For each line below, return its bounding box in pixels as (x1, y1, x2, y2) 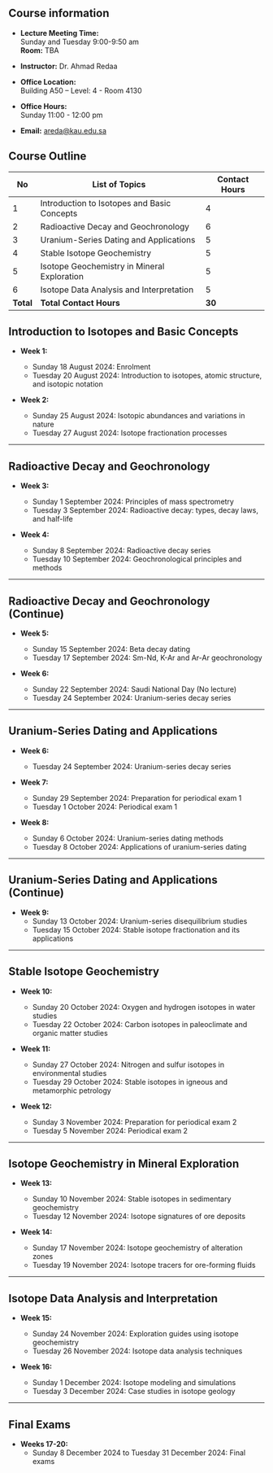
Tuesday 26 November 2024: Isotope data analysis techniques (32, 1346, 243, 1356)
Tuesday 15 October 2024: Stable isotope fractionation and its (32, 924, 240, 934)
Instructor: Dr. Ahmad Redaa (19, 61, 118, 71)
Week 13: (19, 1178, 53, 1188)
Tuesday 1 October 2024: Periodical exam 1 (32, 802, 178, 811)
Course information (8, 7, 110, 20)
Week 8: (19, 817, 50, 827)
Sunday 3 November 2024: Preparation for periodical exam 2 (32, 1117, 237, 1126)
